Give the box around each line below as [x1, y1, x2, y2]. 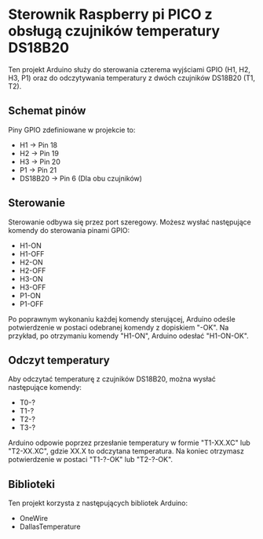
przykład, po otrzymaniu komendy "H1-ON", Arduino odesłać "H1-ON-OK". [8, 331, 249, 341]
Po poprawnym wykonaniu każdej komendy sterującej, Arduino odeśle [8, 314, 236, 323]
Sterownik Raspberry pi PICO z [8, 5, 214, 24]
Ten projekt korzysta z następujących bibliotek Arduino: [8, 498, 188, 508]
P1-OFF [19, 299, 45, 308]
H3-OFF [19, 282, 46, 292]
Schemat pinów [8, 104, 86, 118]
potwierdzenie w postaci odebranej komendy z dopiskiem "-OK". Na [8, 322, 229, 332]
